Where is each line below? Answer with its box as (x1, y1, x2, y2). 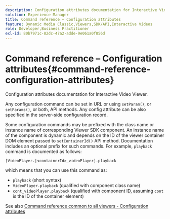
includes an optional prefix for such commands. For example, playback (5, 143, 152, 149)
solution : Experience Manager (5, 12, 69, 17)
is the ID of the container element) (12, 193, 84, 199)
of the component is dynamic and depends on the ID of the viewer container (5, 132, 164, 138)
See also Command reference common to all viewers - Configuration (5, 203, 149, 209)
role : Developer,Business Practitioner (5, 26, 90, 31)
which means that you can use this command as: (5, 167, 107, 173)
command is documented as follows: (5, 148, 82, 155)
